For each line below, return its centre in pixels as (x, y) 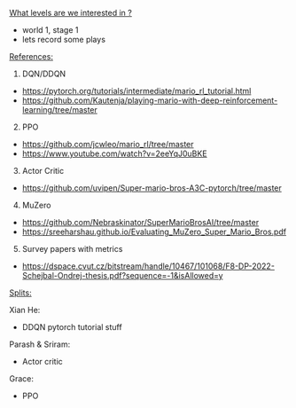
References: (31, 56)
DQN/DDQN (44, 74)
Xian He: (25, 310)
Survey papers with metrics (72, 249)
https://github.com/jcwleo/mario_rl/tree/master (108, 144)
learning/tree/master (59, 110)
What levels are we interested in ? (71, 13)
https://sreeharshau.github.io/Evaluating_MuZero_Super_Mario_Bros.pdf (154, 231)
